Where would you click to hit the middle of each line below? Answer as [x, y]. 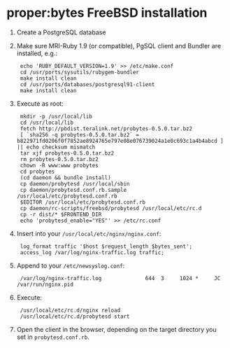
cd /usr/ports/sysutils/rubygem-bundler [80, 72]
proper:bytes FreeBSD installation [107, 13]
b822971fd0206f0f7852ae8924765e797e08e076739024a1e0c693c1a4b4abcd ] [120, 141]
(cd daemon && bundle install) [65, 178]
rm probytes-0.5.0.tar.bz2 [59, 159]
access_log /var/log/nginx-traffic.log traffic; [92, 252]
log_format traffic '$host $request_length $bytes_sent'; [106, 246]
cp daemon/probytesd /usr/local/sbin [75, 183]
